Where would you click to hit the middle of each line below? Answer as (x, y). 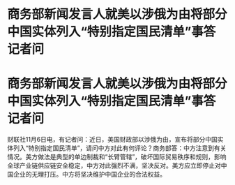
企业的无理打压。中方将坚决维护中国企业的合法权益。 (89, 175)
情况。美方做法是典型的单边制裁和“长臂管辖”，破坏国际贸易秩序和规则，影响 (117, 157)
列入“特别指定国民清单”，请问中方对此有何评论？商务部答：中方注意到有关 (120, 148)
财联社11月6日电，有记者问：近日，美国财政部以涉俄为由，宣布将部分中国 (113, 140)
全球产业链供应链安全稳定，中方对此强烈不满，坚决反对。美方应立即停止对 (114, 165)
